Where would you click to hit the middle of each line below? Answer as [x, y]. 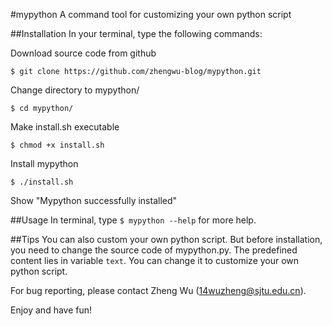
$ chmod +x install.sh [57, 145]
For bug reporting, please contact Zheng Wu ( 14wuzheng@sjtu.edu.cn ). [158, 290]
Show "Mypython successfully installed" [94, 200]
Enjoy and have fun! [51, 310]
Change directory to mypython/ [75, 90]
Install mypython [44, 163]
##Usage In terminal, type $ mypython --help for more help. [133, 220]
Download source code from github [83, 53]
